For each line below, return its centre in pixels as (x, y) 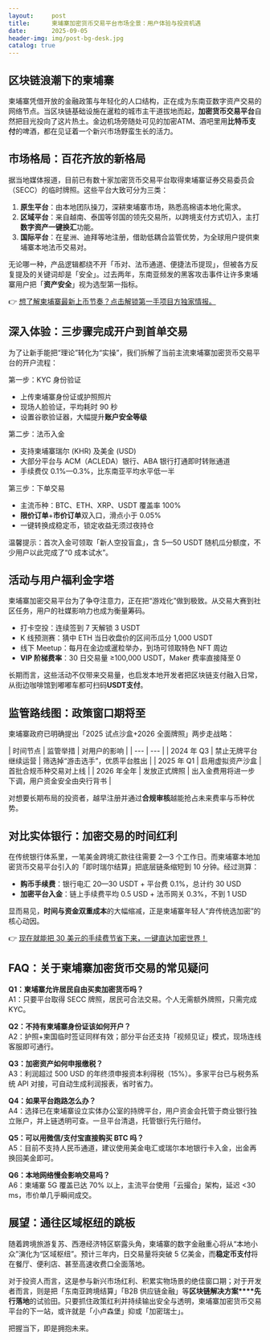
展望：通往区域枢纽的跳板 (72, 1223)
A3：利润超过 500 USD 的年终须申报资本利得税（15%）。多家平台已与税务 (130, 1073)
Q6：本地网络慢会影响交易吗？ (59, 1175)
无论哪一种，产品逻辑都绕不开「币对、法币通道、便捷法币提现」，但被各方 (130, 264)
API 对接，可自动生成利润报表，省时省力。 (88, 1083)
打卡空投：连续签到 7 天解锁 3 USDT (80, 628)
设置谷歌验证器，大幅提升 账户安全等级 (83, 417)
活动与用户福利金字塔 (61, 580)
